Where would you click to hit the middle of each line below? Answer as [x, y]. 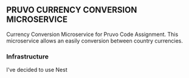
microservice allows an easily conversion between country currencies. [95, 41]
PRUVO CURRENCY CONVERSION [72, 10]
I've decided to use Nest [37, 70]
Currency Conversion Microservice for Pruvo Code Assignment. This [92, 34]
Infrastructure [28, 56]
